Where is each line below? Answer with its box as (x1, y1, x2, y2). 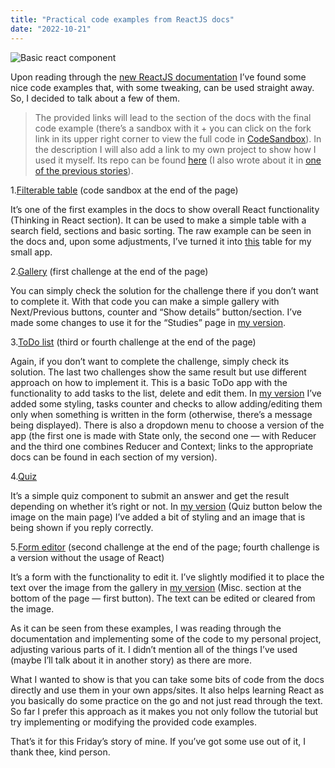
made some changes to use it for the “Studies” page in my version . (10, 316, 287, 328)
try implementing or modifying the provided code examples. (10, 716, 257, 728)
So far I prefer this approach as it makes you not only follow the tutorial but (10, 705, 319, 717)
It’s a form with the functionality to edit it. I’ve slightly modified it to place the (10, 571, 325, 583)
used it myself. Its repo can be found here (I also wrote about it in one (34, 154, 322, 166)
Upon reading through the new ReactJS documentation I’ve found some (10, 71, 307, 83)
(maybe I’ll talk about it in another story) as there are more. (10, 654, 253, 666)
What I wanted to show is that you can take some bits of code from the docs (10, 673, 325, 685)
